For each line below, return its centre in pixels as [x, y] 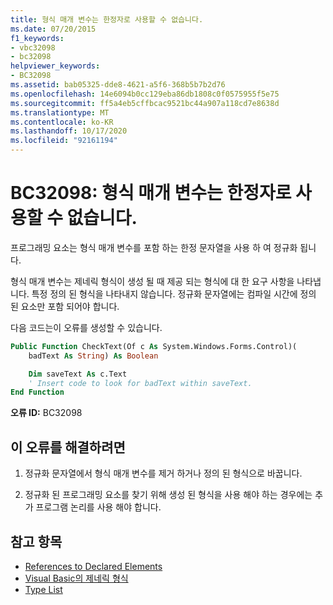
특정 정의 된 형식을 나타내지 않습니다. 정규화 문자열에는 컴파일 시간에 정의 [174, 293]
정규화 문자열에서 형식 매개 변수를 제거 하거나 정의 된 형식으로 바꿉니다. [163, 473]
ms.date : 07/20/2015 [53, 29]
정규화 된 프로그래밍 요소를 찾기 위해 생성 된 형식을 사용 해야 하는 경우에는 [168, 495]
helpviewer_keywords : [55, 66]
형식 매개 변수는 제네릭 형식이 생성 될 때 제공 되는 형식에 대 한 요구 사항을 [152, 281]
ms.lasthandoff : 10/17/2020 [69, 131]
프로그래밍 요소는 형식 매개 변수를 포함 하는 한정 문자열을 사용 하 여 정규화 [154, 247]
